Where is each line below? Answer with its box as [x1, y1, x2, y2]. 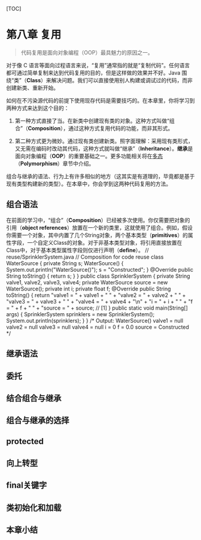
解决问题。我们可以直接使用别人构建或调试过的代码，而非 [51, 76, 193, 83]
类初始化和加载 [6, 502, 62, 512]
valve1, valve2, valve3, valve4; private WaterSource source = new [6, 278, 168, 286]
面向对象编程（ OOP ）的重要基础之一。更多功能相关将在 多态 [14, 152, 163, 160]
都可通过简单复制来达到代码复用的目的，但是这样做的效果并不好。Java [6, 69, 181, 76]
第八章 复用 [6, 28, 62, 41]
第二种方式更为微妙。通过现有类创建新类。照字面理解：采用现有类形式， [14, 137, 193, 145]
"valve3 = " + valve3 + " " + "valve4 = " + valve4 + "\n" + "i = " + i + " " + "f [6, 298, 193, 305]
